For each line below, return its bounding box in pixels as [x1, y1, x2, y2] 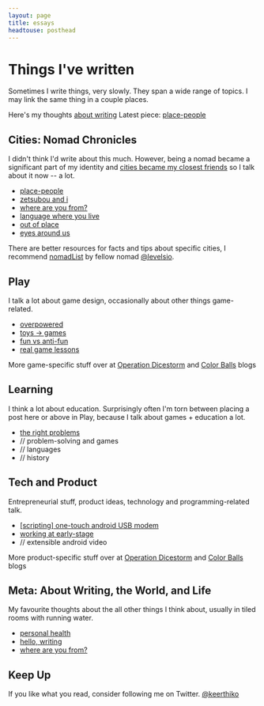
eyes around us [19, 228, 70, 238]
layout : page [8, 11, 51, 20]
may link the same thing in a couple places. [8, 95, 149, 104]
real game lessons [19, 345, 80, 354]
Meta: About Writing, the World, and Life [8, 583, 212, 597]
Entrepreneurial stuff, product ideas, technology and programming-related [8, 496, 250, 506]
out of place [19, 220, 59, 229]
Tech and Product [8, 476, 97, 489]
